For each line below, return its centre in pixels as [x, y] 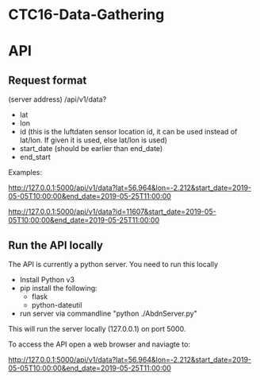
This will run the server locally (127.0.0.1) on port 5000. [97, 329]
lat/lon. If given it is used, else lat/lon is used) [94, 140]
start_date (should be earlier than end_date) [91, 149]
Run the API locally [55, 245]
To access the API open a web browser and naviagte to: [99, 344]
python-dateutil [57, 305]
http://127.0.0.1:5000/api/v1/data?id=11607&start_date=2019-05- [112, 211]
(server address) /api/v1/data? [57, 99]
